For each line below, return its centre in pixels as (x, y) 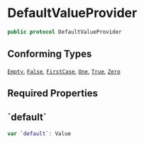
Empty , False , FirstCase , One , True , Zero (64, 71)
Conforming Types (50, 54)
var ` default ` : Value (39, 133)
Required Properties (52, 93)
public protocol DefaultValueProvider (65, 32)
